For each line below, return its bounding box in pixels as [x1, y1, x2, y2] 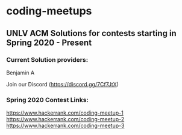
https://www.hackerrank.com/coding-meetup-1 [6, 109, 124, 116]
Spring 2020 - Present [6, 37, 92, 47]
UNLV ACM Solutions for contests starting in [6, 28, 177, 38]
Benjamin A [6, 69, 35, 76]
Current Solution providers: [6, 55, 89, 64]
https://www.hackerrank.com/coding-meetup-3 [6, 122, 125, 130]
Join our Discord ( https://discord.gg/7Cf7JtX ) [6, 80, 119, 88]
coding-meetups [6, 4, 92, 18]
